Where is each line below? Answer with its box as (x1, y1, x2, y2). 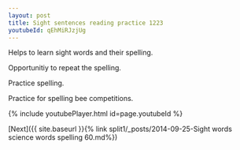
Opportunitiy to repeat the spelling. (8, 63, 122, 73)
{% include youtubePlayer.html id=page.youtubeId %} (8, 109, 183, 118)
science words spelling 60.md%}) (8, 133, 118, 142)
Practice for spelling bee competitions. (8, 94, 134, 103)
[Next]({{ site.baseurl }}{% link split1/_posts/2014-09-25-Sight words (8, 124, 232, 134)
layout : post (8, 11, 51, 20)
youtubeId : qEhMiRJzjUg (8, 26, 87, 34)
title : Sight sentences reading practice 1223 (8, 19, 164, 27)
